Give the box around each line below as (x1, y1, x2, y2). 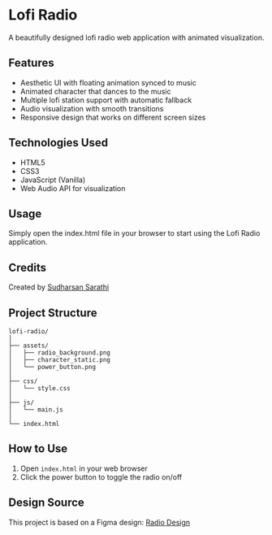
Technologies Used (8, 136, 108, 150)
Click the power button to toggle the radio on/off (19, 472, 183, 481)
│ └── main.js (8, 406, 63, 414)
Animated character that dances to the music (19, 86, 171, 96)
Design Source (8, 496, 85, 510)
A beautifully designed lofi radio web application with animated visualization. (8, 33, 265, 42)
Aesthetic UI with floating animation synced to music (19, 77, 196, 87)
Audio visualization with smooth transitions (19, 103, 164, 113)
